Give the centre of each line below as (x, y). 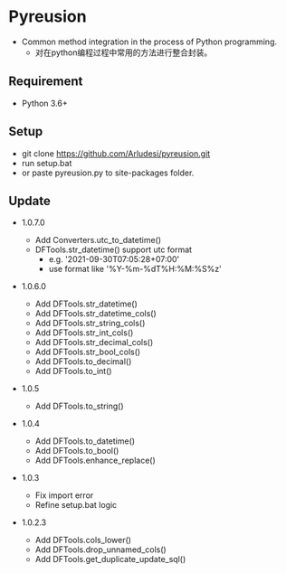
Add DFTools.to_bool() (77, 451)
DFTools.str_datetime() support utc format (113, 249)
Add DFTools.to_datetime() (85, 441)
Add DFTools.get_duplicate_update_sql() (110, 559)
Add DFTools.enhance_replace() (95, 460)
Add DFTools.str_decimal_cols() (94, 343)
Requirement (46, 82)
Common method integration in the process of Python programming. (149, 42)
